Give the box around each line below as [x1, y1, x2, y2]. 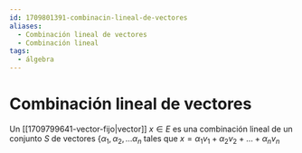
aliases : [9, 22, 42, 31]
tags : [9, 47, 30, 56]
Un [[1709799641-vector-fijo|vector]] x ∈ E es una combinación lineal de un [9, 123, 293, 134]
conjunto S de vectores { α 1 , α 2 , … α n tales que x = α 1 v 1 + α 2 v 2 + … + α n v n [9, 132, 280, 146]
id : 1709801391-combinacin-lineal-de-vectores [9, 13, 188, 22]
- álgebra [17, 55, 54, 64]
